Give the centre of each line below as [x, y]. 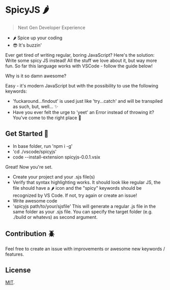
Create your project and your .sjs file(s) [54, 176]
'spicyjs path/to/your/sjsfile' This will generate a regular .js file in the [84, 206]
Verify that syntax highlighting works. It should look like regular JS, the [87, 182]
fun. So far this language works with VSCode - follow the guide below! [79, 66]
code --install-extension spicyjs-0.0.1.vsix [56, 157]
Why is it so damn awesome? [36, 76]
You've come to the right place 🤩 [47, 118]
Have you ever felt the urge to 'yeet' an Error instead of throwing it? [83, 112]
